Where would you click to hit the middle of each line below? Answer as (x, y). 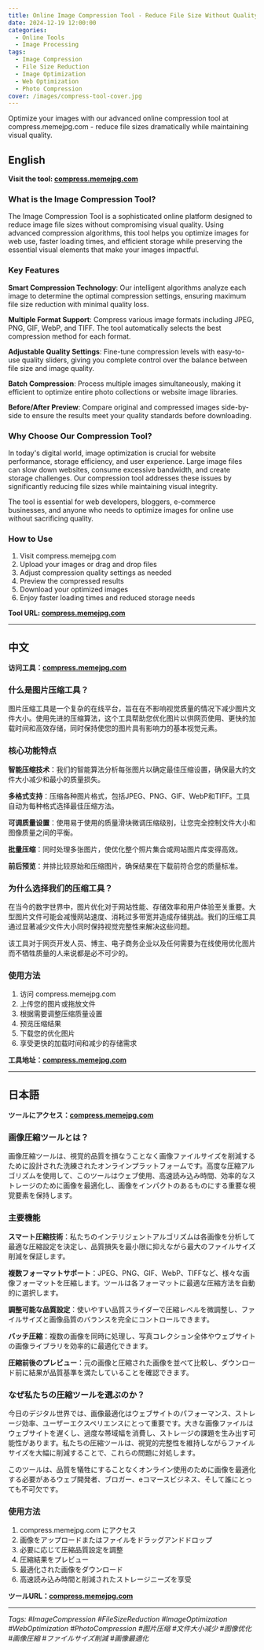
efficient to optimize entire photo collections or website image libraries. (123, 391)
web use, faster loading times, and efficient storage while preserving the (125, 242)
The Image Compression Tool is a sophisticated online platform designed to (130, 217)
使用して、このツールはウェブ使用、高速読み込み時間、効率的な (145, 1176)
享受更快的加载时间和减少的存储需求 (78, 1044)
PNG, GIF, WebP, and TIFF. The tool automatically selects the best (115, 328)
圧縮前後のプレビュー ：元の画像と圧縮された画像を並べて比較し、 (115, 1363)
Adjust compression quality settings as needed (95, 573)
